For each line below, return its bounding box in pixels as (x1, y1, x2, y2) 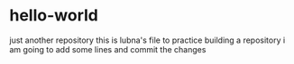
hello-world (9, 5, 99, 26)
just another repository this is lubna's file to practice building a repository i (9, 35, 286, 45)
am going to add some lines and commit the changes (9, 44, 207, 54)
